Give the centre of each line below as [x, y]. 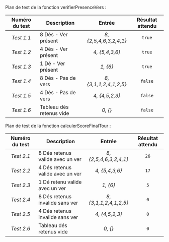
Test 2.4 [21, 200]
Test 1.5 [21, 96]
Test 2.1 [21, 156]
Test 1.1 [21, 38]
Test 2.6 [21, 229]
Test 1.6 [21, 110]
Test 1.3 [21, 67]
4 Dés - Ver [54, 49]
